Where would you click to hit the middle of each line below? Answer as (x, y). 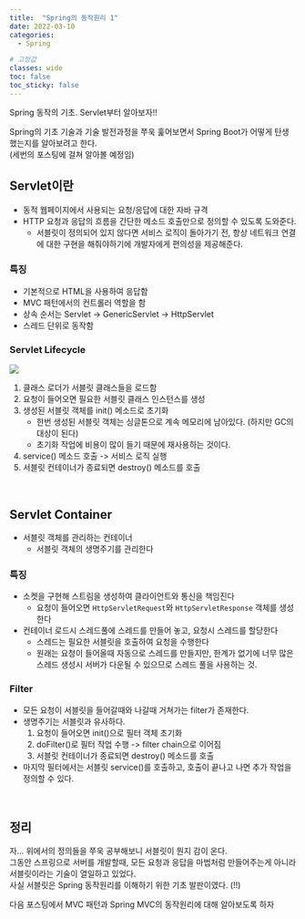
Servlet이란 (42, 186)
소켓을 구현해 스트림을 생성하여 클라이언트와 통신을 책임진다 (128, 596)
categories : (32, 35)
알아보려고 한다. (69, 143)
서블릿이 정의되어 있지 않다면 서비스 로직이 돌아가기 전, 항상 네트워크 (158, 232)
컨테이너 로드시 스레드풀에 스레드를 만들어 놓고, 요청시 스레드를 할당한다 (150, 631)
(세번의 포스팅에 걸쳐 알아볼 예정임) (72, 154)
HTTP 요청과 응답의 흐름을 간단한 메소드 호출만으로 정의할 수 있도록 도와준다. (159, 221)
